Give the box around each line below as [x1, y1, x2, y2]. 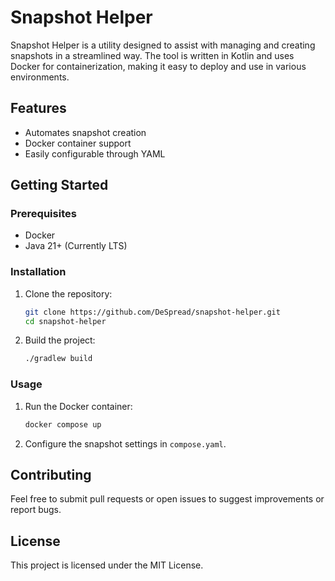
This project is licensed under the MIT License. [10, 559, 204, 571]
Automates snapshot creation [24, 126, 147, 138]
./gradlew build [24, 354, 93, 364]
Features [10, 100, 67, 117]
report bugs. [10, 504, 62, 516]
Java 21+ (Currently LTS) [24, 240, 128, 252]
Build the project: [24, 334, 96, 346]
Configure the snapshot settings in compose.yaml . [24, 437, 227, 450]
